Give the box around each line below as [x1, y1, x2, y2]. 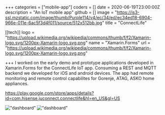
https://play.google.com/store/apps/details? [5, 90, 95, 96]
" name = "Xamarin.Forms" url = [85, 40, 151, 46]
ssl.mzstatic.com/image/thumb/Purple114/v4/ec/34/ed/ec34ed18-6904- [5, 15, 152, 20]
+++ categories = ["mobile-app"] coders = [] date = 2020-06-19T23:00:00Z [5, 4, 160, 10]
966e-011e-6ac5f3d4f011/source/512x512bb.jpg [5, 20, 102, 26]
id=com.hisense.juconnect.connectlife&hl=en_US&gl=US [5, 95, 121, 101]
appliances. [5, 81, 29, 86]
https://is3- [116, 9, 140, 15]
